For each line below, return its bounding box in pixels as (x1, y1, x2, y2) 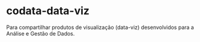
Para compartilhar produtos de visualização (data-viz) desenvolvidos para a (6, 24, 194, 31)
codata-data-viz (6, 4, 90, 18)
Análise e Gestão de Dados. (6, 30, 75, 37)
